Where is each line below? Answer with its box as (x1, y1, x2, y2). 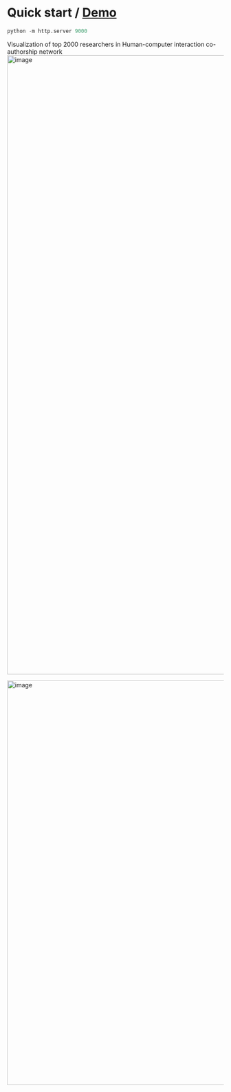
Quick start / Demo (7, 5, 117, 21)
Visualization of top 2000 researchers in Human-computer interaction (7, 40, 205, 48)
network (38, 47, 63, 56)
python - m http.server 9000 (7, 28, 88, 34)
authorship (7, 47, 38, 56)
